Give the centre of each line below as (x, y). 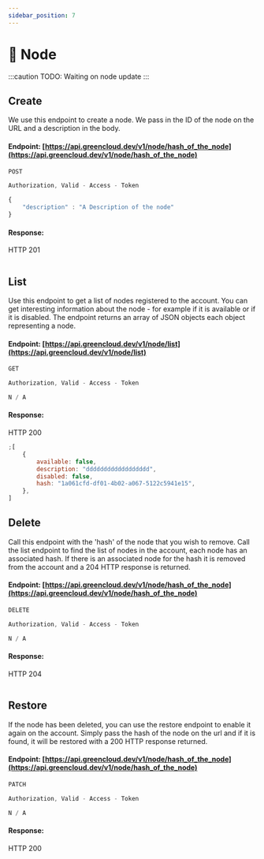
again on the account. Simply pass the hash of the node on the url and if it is (132, 733)
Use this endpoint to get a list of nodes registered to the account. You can (128, 300)
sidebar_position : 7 (42, 15)
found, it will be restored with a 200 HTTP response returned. (108, 741)
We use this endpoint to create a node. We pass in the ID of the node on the (131, 120)
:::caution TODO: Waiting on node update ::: (79, 76)
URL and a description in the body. (64, 128)
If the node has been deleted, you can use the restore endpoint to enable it (130, 724)
